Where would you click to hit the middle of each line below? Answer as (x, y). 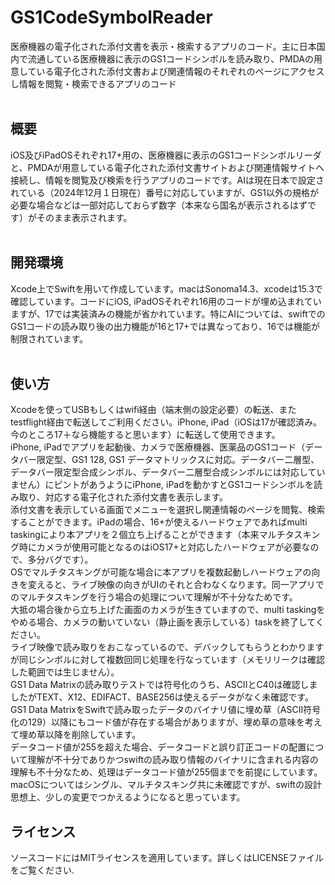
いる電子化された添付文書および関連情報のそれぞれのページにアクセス (180, 71)
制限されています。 (49, 338)
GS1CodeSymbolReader (111, 17)
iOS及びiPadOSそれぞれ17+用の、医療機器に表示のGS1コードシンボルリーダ (166, 155)
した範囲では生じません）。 (65, 672)
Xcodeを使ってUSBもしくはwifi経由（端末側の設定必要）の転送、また (153, 410)
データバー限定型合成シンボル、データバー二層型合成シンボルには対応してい (168, 472)
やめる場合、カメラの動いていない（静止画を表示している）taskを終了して (163, 622)
